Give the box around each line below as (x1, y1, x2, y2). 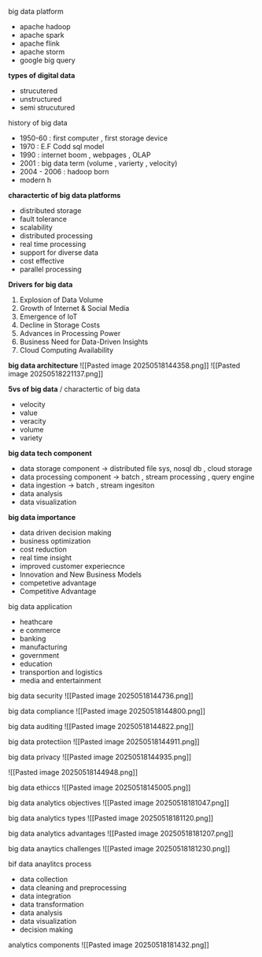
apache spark (19, 31, 65, 39)
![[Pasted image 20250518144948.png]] (8, 768, 138, 776)
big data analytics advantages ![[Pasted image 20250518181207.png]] (8, 828, 234, 838)
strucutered (19, 86, 57, 95)
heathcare (19, 617, 54, 626)
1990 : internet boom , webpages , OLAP (19, 150, 151, 159)
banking (19, 634, 46, 643)
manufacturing (19, 642, 68, 652)
